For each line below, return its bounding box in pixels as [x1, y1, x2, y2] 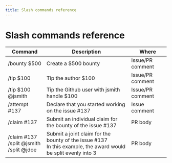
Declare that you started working [46, 101, 125, 108]
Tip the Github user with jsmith [46, 86, 120, 93]
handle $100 [46, 92, 78, 100]
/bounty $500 [8, 60, 42, 67]
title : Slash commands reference [5, 7, 77, 13]
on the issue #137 [46, 107, 91, 114]
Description [71, 48, 101, 55]
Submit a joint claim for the [46, 130, 111, 137]
